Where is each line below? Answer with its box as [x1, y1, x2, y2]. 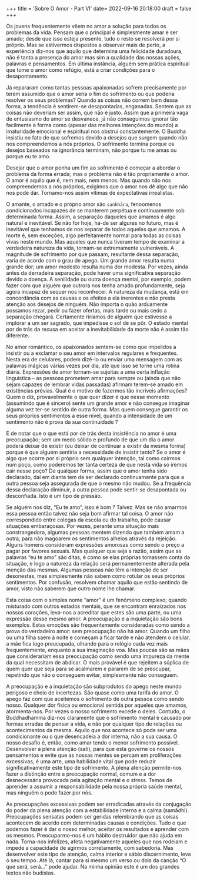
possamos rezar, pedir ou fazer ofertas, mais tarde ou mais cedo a [6, 307, 167, 314]
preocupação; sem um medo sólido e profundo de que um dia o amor [6, 436, 175, 443]
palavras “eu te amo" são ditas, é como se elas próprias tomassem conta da [6, 554, 191, 561]
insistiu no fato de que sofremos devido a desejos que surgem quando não [6, 134, 188, 141]
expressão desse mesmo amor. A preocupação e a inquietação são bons [6, 615, 183, 622]
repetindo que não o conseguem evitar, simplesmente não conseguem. [6, 671, 179, 679]
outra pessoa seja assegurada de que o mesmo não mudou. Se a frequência [6, 480, 191, 487]
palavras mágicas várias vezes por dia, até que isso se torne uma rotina [6, 362, 180, 369]
